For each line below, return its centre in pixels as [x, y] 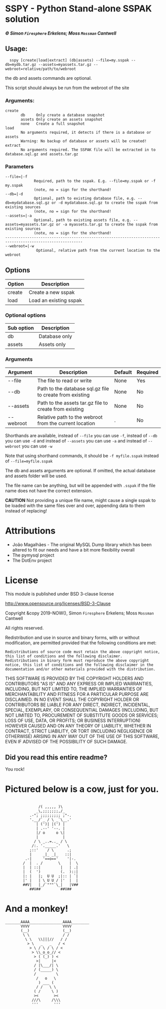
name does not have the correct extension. [49, 491]
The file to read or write [64, 381]
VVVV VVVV [46, 926]
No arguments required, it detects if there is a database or [86, 132]
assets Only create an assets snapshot [62, 119]
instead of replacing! [26, 510]
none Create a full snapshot [53, 124]
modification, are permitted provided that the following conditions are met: [81, 643]
